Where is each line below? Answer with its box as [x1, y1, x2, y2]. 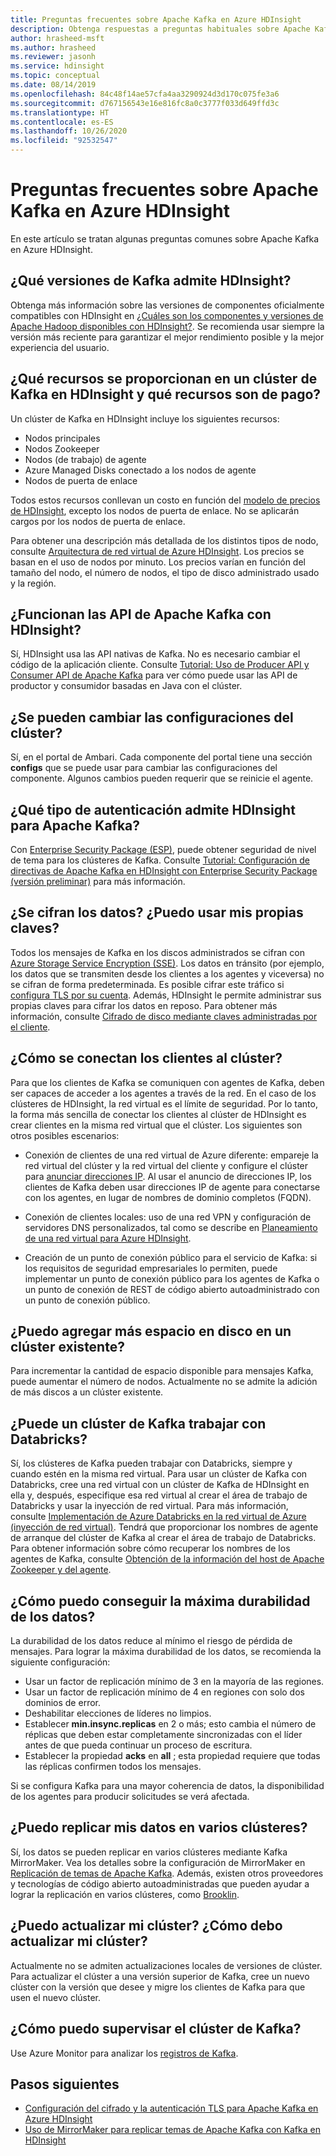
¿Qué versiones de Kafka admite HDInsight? [10, 272, 292, 290]
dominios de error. [24, 1697, 101, 1709]
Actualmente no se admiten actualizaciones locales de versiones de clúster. [10, 1959, 323, 1971]
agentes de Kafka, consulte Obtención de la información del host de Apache [10, 1553, 325, 1565]
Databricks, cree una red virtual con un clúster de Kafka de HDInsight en [10, 1479, 310, 1491]
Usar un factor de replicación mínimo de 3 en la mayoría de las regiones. [24, 1676, 325, 1688]
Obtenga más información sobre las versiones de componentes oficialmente [10, 299, 325, 311]
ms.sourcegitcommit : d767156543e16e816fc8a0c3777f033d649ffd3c [10, 98, 280, 108]
